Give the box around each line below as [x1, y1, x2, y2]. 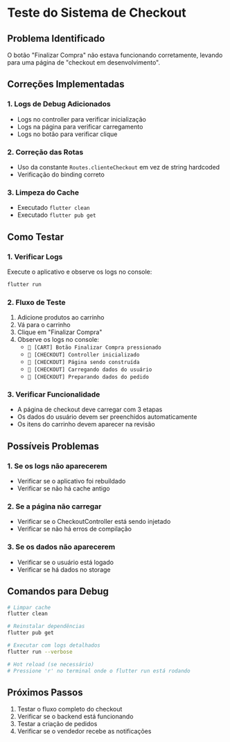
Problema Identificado [7, 33, 105, 44]
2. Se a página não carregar [7, 502, 102, 511]
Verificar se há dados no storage [17, 565, 111, 574]
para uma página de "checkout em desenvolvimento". [7, 58, 161, 67]
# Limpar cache [7, 604, 51, 611]
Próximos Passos [7, 686, 83, 698]
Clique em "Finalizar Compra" [17, 328, 103, 336]
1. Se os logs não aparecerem [7, 461, 107, 470]
